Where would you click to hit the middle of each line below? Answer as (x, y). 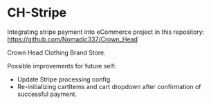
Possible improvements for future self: (62, 66)
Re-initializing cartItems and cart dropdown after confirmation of (109, 86)
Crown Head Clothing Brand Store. (56, 52)
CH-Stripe (37, 13)
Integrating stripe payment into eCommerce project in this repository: (106, 32)
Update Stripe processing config (64, 79)
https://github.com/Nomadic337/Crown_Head (73, 39)
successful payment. (47, 94)
